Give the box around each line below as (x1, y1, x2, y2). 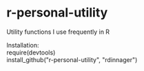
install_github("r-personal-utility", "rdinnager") (6, 55, 138, 63)
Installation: (6, 41, 39, 49)
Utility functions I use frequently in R (6, 28, 110, 36)
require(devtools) (6, 48, 56, 57)
